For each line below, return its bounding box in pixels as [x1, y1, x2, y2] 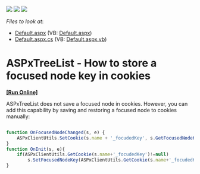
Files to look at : [6, 18, 44, 25]
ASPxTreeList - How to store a [6, 56, 157, 70]
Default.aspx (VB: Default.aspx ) [14, 30, 92, 36]
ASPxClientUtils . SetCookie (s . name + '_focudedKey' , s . [17, 135, 156, 141]
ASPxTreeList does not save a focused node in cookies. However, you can [6, 100, 188, 107]
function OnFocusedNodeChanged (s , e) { [6, 129, 105, 135]
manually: [6, 113, 30, 120]
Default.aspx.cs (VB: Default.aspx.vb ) [14, 36, 107, 43]
